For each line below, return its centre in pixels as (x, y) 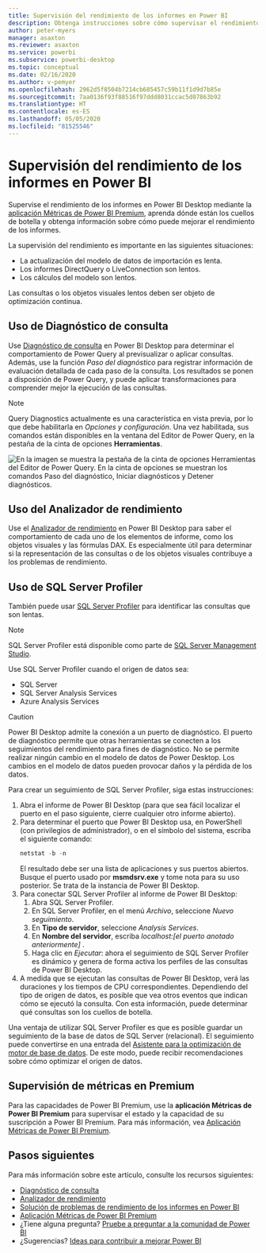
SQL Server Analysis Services (68, 693)
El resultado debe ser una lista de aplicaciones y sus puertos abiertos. (134, 869)
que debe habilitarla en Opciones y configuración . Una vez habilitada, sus (129, 426)
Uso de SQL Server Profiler (76, 587)
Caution (21, 717)
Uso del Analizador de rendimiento (95, 509)
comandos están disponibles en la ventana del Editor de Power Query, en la (131, 435)
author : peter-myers (42, 30)
